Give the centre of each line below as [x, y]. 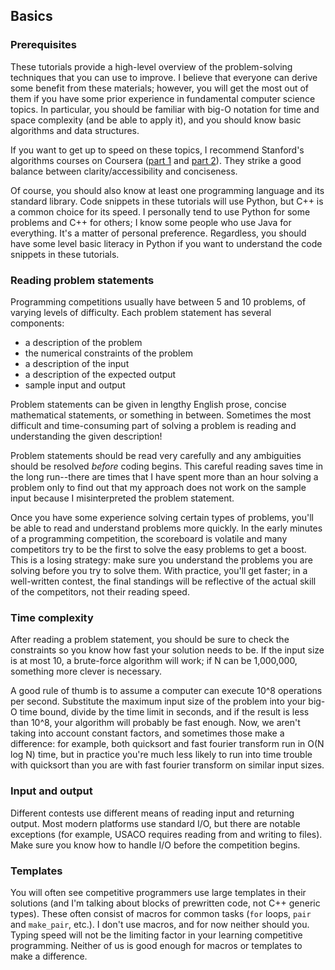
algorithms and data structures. [75, 130]
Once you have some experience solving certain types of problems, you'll [162, 517]
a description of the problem [83, 342]
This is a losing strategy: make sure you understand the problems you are [161, 560]
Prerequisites [43, 45]
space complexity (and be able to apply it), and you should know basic [156, 120]
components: [37, 323]
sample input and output [75, 385]
